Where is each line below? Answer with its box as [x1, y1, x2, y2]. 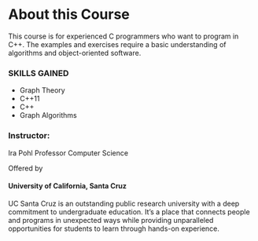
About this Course [8, 5, 130, 24]
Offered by [8, 163, 43, 173]
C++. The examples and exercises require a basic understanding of [8, 39, 227, 49]
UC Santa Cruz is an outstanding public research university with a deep [8, 199, 240, 208]
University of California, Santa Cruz [8, 181, 127, 191]
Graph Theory [19, 86, 65, 95]
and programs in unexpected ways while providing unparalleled [8, 215, 214, 225]
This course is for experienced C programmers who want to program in [8, 31, 239, 41]
